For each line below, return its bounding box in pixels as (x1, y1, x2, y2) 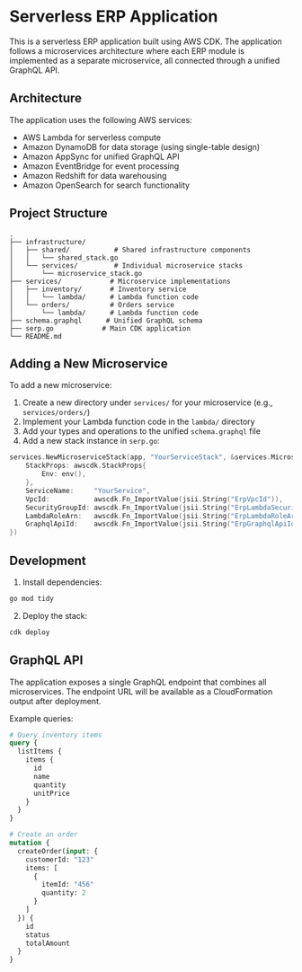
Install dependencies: (22, 577, 102, 588)
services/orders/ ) (22, 407, 91, 418)
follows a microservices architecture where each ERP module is (9, 45, 245, 56)
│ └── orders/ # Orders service (9, 300, 175, 309)
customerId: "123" (25, 855, 94, 864)
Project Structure (9, 206, 108, 221)
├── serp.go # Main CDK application (9, 323, 191, 333)
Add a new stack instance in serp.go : (22, 436, 160, 446)
